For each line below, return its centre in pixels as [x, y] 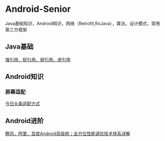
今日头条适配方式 [23, 104]
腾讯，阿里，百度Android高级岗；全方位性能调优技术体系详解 [68, 134]
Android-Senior [38, 9]
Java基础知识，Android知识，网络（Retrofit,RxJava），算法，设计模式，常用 [83, 23]
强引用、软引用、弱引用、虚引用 [38, 59]
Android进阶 [24, 120]
